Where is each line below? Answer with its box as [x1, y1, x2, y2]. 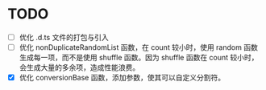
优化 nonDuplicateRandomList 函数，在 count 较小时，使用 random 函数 [19, 43, 259, 52]
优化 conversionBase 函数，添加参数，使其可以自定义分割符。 [19, 73, 226, 83]
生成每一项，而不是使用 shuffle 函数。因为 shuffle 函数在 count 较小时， [19, 53, 259, 63]
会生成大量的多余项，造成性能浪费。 [19, 63, 140, 72]
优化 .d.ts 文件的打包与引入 [19, 32, 110, 42]
